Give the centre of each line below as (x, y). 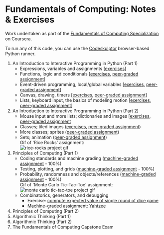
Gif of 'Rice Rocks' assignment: (52, 142)
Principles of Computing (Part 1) (45, 153)
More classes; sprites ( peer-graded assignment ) (70, 132)
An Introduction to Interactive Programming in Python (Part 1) (75, 63)
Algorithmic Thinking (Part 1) (42, 216)
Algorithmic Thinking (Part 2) (42, 222)
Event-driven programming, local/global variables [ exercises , (82, 84)
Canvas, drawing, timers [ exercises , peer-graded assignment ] (83, 95)
